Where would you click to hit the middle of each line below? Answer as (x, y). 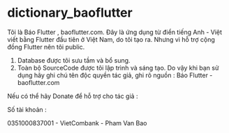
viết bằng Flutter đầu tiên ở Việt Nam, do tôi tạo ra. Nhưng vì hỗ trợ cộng (111, 39)
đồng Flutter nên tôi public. (46, 47)
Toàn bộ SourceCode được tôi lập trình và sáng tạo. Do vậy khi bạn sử (118, 68)
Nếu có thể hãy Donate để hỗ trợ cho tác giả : (73, 96)
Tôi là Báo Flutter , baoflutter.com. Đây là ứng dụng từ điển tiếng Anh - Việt (114, 32)
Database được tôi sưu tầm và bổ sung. (74, 60)
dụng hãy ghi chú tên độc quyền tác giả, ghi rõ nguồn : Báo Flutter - (115, 75)
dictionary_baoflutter (70, 13)
